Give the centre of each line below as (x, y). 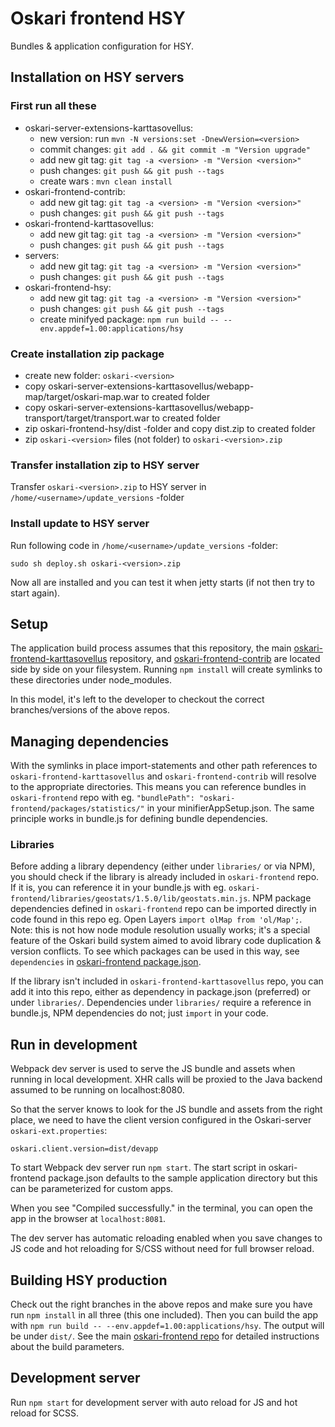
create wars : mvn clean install (106, 181)
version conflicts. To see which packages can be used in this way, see (155, 951)
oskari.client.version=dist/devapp (84, 1149)
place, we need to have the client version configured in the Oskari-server (161, 1120)
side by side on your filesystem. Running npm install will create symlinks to (166, 669)
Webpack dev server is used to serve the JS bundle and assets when (153, 1069)
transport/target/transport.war (87, 418)
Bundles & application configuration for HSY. (102, 46)
